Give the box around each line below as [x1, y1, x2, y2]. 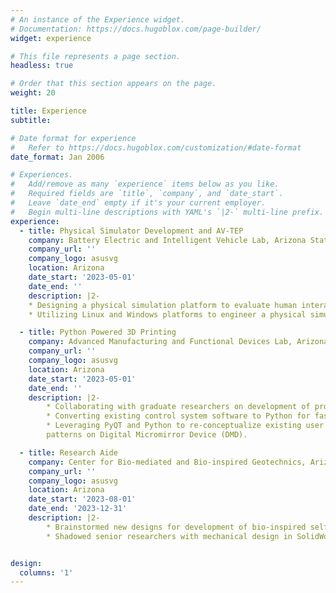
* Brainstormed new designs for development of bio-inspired [46, 522, 307, 532]
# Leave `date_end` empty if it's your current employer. [10, 198, 267, 208]
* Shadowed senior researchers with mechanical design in [46, 531, 293, 541]
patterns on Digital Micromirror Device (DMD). [46, 430, 248, 440]
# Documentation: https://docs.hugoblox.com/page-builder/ [10, 24, 262, 34]
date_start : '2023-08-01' [28, 494, 137, 505]
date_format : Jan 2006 [10, 152, 105, 162]
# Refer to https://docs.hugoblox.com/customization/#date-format [10, 142, 302, 153]
